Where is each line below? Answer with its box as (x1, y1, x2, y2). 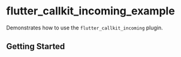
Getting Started (6, 41, 65, 52)
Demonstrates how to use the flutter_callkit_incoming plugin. (6, 24, 163, 31)
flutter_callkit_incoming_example (6, 4, 175, 18)
